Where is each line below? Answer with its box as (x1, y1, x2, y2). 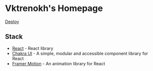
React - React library (12, 45, 53, 51)
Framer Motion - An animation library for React (12, 60, 106, 66)
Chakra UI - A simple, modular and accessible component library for (12, 50, 149, 56)
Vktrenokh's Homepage (5, 3, 103, 14)
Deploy (5, 19, 19, 24)
